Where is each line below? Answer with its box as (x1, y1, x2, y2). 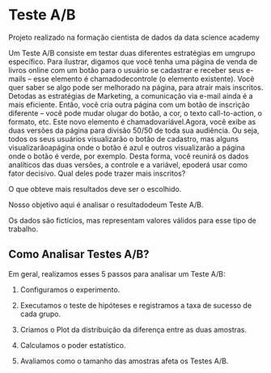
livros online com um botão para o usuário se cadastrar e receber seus (8, 65, 244, 74)
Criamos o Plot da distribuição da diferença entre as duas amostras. (19, 324, 248, 334)
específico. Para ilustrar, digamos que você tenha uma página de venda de (8, 57, 258, 66)
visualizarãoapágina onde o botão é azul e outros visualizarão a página (8, 142, 245, 152)
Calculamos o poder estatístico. (19, 340, 126, 350)
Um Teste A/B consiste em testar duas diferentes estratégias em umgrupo (8, 48, 256, 57)
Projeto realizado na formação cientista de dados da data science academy (8, 32, 260, 42)
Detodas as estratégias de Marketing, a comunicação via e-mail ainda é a (8, 91, 253, 100)
